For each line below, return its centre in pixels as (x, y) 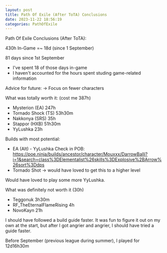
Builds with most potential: (33, 139)
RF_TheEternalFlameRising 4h (43, 205)
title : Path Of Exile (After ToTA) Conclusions (56, 15)
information (24, 78)
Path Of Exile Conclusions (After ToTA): (46, 38)
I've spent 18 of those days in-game (50, 68)
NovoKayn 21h (27, 211)
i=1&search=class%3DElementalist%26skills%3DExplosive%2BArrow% (87, 160)
